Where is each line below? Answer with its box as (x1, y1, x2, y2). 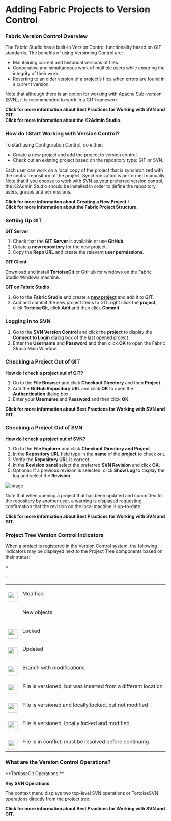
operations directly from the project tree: (5, 795, 91, 802)
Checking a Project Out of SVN (5, 424, 83, 431)
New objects (22, 609, 52, 616)
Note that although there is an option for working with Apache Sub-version (5, 91, 162, 98)
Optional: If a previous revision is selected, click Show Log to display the (12, 467, 165, 473)
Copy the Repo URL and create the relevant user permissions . (12, 249, 144, 255)
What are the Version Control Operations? (5, 759, 111, 766)
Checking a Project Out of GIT (5, 358, 80, 366)
